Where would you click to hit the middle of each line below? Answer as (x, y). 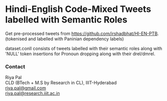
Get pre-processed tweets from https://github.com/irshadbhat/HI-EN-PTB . (82, 33)
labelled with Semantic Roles (66, 20)
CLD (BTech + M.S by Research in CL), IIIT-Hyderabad (61, 83)
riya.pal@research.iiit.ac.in (32, 94)
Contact (15, 67)
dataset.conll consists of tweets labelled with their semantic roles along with (84, 48)
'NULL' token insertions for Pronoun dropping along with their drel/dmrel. (80, 54)
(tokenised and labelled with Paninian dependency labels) (64, 39)
